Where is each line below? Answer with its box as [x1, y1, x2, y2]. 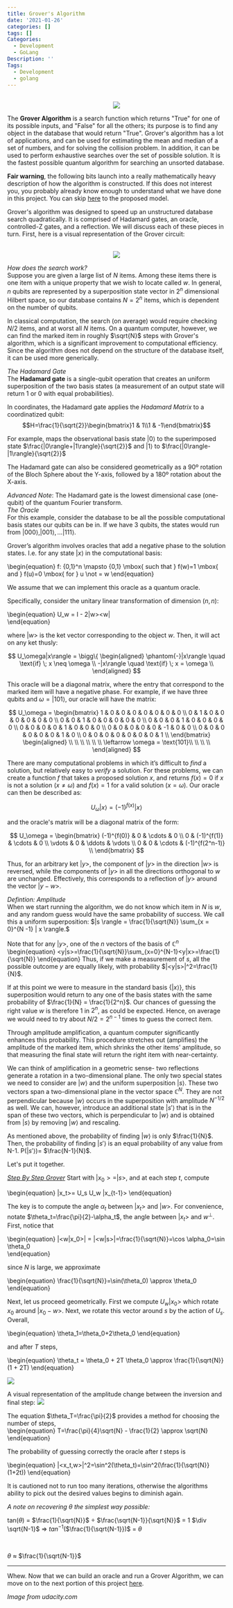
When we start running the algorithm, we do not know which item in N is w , [7, 903, 222, 911]
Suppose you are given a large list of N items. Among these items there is [7, 271, 217, 280]
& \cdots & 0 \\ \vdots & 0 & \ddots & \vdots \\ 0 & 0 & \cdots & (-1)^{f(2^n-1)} [8, 839, 225, 847]
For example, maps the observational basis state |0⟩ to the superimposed [7, 434, 216, 442]
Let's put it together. [7, 1160, 65, 1168]
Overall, [7, 1316, 30, 1324]
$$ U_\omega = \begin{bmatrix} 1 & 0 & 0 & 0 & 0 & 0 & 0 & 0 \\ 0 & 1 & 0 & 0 [8, 708, 225, 716]
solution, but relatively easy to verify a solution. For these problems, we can [7, 766, 223, 774]
